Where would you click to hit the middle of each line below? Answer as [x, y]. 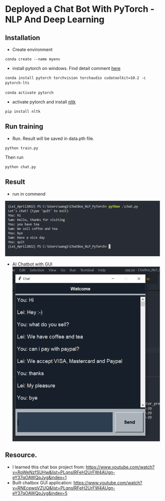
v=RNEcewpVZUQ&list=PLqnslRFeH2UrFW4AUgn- [64, 488]
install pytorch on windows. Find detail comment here [66, 68]
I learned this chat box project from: [48, 467]
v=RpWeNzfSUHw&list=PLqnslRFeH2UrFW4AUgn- [64, 472]
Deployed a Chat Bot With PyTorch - [80, 9]
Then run [14, 157]
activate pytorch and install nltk [44, 102]
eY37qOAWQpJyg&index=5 [40, 493]
